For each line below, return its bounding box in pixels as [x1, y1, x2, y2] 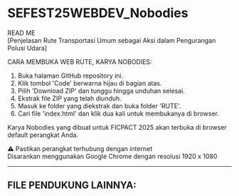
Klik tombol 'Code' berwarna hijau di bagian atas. [17, 78, 162, 87]
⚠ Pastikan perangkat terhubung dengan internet [7, 144, 153, 153]
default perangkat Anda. [7, 130, 79, 139]
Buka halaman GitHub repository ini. [17, 71, 124, 80]
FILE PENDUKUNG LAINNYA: [7, 180, 137, 192]
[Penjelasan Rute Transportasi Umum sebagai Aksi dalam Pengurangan [7, 36, 216, 44]
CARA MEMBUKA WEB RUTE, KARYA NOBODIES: [7, 57, 152, 66]
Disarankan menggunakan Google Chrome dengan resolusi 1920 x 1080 [7, 152, 218, 160]
